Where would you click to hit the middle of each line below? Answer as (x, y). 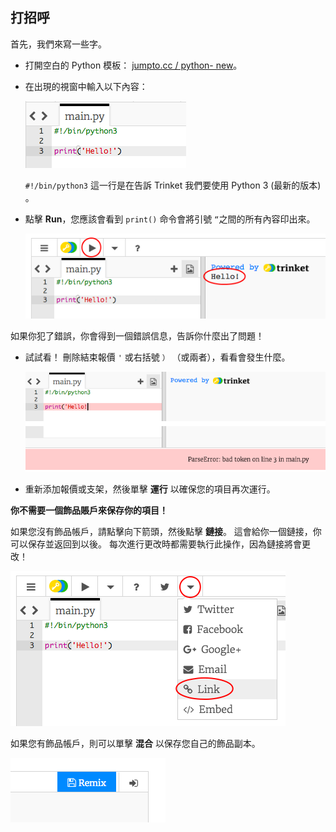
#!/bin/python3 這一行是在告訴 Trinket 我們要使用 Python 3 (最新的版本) (173, 185)
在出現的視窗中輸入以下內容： (86, 86)
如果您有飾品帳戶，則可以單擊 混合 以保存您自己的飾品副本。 (135, 744)
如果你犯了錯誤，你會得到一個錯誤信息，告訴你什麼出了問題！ (137, 336)
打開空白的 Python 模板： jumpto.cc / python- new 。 (133, 65)
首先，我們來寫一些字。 (58, 44)
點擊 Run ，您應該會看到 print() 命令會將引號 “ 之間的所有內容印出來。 (170, 219)
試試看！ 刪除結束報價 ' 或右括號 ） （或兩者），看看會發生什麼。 (157, 357)
